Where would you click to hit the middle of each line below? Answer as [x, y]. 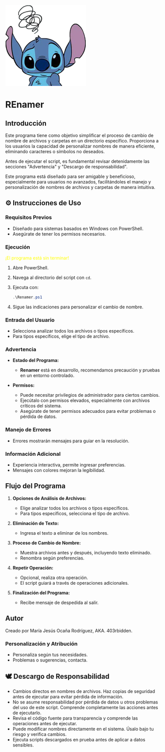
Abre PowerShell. [31, 267]
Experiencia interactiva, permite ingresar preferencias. [69, 465]
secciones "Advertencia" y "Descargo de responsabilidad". [66, 167]
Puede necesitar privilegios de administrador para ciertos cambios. [90, 395]
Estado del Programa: [36, 360]
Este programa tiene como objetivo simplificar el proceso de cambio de [79, 135]
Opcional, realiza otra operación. [54, 577]
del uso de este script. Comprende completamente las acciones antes [85, 707]
